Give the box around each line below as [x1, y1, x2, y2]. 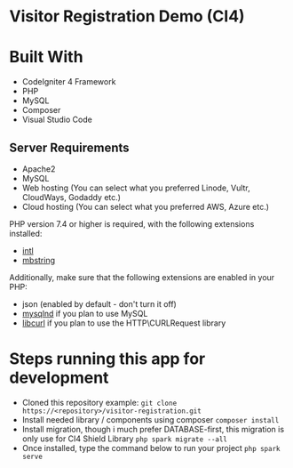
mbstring [21, 254, 56, 265]
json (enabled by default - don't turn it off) [21, 298, 178, 309]
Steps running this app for [9, 349, 206, 369]
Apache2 [21, 163, 56, 174]
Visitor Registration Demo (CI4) [9, 6, 246, 27]
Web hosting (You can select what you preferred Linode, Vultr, [21, 182, 250, 193]
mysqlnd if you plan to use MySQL [21, 308, 148, 319]
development [9, 367, 109, 388]
